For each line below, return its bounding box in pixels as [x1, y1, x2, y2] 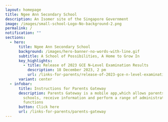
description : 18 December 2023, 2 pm [27, 68, 106, 73]
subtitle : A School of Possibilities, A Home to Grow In [18, 53, 140, 59]
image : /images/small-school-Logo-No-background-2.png [5, 21, 122, 26]
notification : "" [5, 30, 41, 35]
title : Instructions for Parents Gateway [18, 86, 106, 91]
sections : [5, 35, 26, 40]
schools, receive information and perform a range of [23, 95, 137, 100]
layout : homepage [5, 7, 41, 12]
